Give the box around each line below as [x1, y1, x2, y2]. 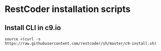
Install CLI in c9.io [4, 23, 61, 32]
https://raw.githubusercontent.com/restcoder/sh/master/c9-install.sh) [4, 41, 157, 46]
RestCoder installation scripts [4, 3, 131, 15]
